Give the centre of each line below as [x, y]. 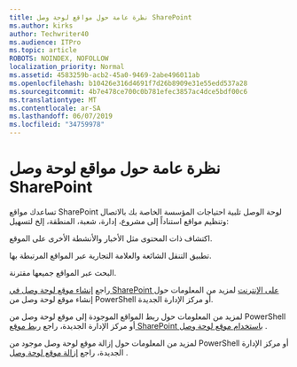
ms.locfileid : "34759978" [57, 125]
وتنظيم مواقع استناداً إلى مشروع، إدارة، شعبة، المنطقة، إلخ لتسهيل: [119, 221]
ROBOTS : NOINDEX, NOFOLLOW [59, 59]
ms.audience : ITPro [45, 42]
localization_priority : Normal [67, 67]
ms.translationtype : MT [53, 100]
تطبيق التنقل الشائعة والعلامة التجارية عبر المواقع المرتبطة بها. [110, 255]
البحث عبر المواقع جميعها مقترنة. [63, 272]
